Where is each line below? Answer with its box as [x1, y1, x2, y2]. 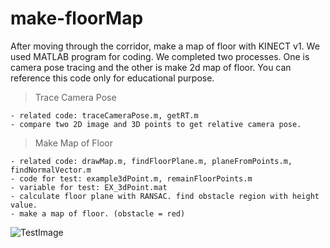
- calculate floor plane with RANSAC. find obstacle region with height [10, 191, 320, 201]
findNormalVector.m [10, 165, 92, 175]
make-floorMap [10, 7, 144, 30]
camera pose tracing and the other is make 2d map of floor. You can [10, 61, 292, 73]
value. [10, 200, 38, 210]
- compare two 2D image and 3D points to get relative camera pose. [10, 119, 302, 129]
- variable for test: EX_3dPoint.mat [10, 182, 168, 192]
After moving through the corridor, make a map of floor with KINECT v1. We [10, 40, 320, 52]
